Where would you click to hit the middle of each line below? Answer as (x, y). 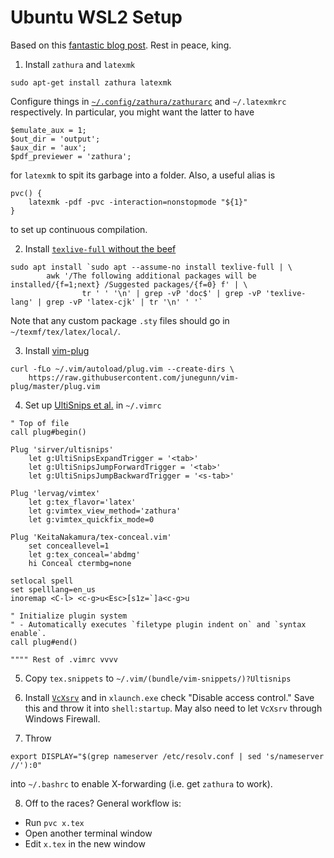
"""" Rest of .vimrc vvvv (64, 659)
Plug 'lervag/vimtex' (55, 493)
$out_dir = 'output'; (55, 139)
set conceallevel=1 (69, 546)
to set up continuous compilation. (79, 229)
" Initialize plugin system (69, 616)
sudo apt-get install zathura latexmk (91, 82)
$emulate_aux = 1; (48, 130)
